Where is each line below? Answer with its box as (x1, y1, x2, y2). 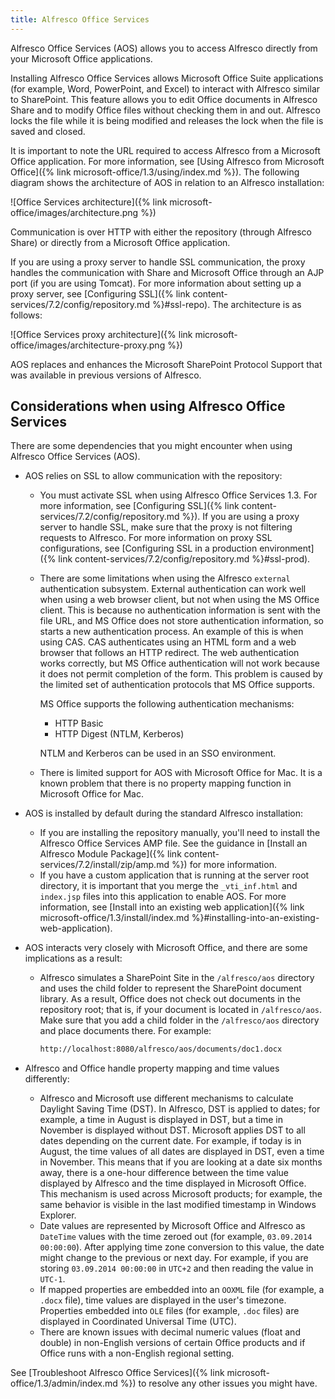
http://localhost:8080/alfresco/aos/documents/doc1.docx (39, 1044, 283, 1055)
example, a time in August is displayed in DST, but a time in (39, 1114, 284, 1126)
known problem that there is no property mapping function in (39, 777, 292, 790)
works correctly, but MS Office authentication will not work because (39, 657, 320, 670)
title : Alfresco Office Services (10, 14, 150, 25)
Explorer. (39, 1209, 77, 1221)
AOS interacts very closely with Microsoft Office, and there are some (24, 942, 308, 954)
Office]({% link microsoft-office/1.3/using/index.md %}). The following (10, 166, 300, 178)
